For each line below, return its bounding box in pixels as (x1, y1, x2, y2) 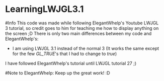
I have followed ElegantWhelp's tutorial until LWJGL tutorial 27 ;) (5, 60, 137, 66)
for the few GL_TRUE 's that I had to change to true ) (12, 51, 117, 57)
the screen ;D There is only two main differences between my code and (5, 30, 152, 36)
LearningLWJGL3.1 (5, 3, 84, 15)
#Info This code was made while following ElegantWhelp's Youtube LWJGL (5, 20, 159, 26)
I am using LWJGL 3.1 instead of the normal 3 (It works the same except (12, 45, 159, 51)
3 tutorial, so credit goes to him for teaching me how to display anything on (5, 25, 159, 31)
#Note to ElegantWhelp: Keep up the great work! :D (5, 70, 110, 76)
